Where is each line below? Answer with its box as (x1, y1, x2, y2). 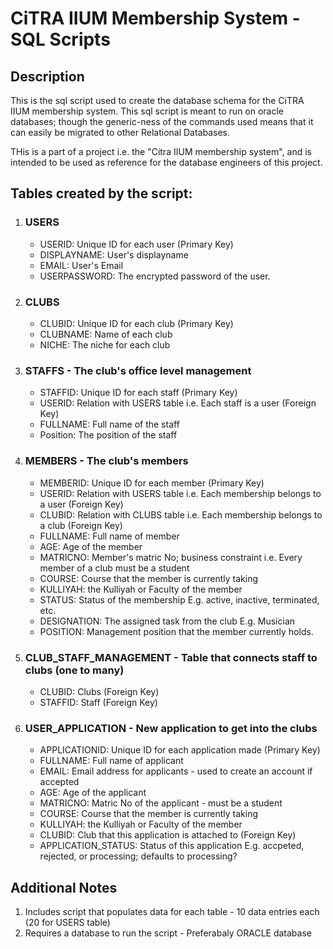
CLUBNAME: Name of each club (39, 328, 173, 340)
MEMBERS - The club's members (24, 454, 189, 468)
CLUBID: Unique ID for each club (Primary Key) (39, 317, 234, 329)
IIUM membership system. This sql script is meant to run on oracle (10, 105, 285, 117)
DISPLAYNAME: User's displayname (39, 248, 189, 261)
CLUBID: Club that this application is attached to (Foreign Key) (39, 829, 297, 841)
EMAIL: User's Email (39, 259, 124, 271)
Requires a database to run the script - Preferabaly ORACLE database (24, 927, 312, 939)
